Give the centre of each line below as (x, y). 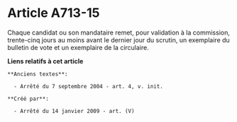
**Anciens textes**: (38, 74)
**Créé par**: (28, 99)
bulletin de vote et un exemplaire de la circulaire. (78, 47)
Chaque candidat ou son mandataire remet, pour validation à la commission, (119, 32)
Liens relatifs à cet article (45, 61)
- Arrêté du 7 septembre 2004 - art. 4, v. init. (88, 86)
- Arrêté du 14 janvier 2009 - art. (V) (74, 111)
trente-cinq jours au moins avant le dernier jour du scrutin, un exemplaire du (119, 39)
